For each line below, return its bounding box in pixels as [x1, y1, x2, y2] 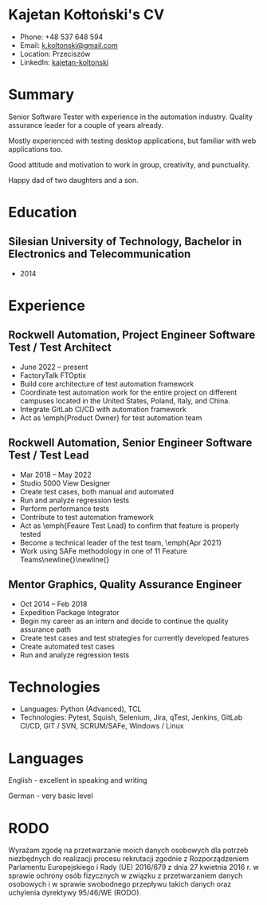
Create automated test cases [19, 641, 116, 651]
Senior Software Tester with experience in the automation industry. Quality [8, 112, 253, 121]
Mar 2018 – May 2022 [19, 470, 92, 479]
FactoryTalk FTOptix [19, 370, 86, 380]
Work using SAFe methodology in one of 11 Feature [19, 546, 187, 556]
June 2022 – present [19, 362, 88, 371]
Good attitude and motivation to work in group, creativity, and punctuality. [8, 160, 251, 169]
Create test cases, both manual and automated [19, 486, 174, 496]
